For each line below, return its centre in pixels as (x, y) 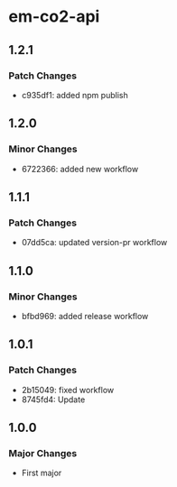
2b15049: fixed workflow (68, 390)
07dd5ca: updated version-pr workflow (94, 243)
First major (42, 473)
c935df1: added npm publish (75, 95)
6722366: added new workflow (80, 169)
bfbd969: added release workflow (85, 316)
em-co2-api (54, 17)
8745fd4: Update (53, 400)
